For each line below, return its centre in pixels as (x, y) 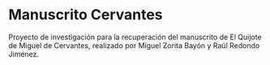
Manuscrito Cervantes (86, 15)
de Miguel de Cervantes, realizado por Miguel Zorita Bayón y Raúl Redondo (134, 45)
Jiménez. (24, 54)
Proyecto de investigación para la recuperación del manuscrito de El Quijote (135, 37)
